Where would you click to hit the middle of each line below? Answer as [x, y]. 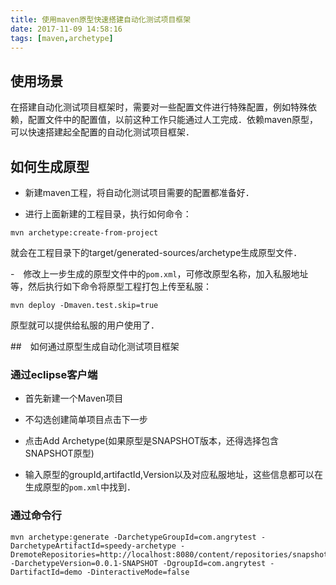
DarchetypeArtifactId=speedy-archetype [93, 546]
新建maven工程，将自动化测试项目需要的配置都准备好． [139, 192]
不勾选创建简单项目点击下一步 [86, 420]
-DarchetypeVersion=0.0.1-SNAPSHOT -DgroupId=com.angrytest [138, 563]
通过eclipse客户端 [54, 374]
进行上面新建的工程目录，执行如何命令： [108, 214]
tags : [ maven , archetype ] [62, 38]
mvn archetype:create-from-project [84, 233]
